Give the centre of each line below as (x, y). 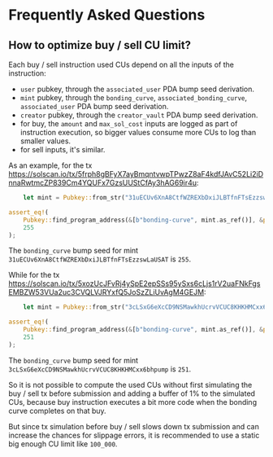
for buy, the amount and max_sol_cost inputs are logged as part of (129, 123)
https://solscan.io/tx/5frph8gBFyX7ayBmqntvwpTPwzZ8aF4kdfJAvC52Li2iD (136, 174)
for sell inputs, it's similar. (63, 149)
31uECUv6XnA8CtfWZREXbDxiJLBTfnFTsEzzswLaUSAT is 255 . (100, 259)
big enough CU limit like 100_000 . (63, 444)
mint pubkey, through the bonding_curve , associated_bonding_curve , (134, 98)
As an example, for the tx (50, 165)
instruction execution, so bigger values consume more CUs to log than (138, 132)
